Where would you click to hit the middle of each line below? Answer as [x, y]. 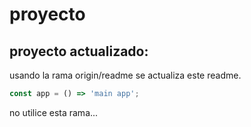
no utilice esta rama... [54, 112]
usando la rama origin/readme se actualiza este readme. [125, 75]
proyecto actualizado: [79, 51]
